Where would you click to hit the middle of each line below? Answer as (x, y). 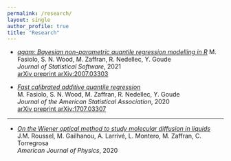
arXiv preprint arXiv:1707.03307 (62, 109)
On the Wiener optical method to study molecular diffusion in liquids (114, 129)
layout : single (29, 20)
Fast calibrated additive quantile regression (79, 87)
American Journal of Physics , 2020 (67, 151)
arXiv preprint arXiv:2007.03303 (63, 74)
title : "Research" (33, 33)
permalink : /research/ (40, 13)
